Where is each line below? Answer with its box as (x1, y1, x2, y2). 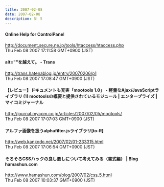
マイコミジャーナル (5, 100, 44, 105)
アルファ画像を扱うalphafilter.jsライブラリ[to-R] (5, 127, 104, 133)
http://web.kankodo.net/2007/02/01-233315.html (5, 139, 104, 145)
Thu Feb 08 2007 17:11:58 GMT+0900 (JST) (5, 47, 93, 53)
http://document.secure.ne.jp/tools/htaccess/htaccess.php (5, 42, 124, 48)
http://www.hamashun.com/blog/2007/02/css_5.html (5, 172, 112, 178)
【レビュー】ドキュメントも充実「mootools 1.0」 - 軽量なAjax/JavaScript (5, 87, 155, 93)
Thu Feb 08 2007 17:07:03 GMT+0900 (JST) (5, 116, 94, 122)
